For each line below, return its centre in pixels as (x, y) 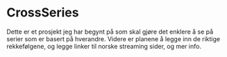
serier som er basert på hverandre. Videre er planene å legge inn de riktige (113, 38)
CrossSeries (43, 13)
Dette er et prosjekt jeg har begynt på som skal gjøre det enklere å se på (110, 32)
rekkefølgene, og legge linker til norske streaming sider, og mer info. (104, 46)
